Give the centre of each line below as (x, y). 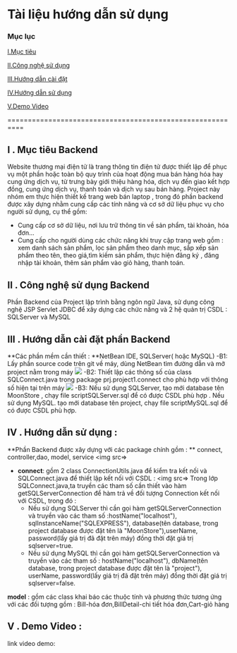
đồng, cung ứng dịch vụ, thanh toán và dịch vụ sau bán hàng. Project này (114, 189)
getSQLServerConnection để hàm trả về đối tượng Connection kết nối (119, 493)
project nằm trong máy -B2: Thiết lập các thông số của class (99, 372)
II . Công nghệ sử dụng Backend (78, 285)
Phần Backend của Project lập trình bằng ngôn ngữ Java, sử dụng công (111, 302)
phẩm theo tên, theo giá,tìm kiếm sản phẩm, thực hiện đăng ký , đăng (118, 255)
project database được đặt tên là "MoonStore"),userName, (113, 530)
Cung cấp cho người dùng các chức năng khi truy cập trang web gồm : (120, 240)
